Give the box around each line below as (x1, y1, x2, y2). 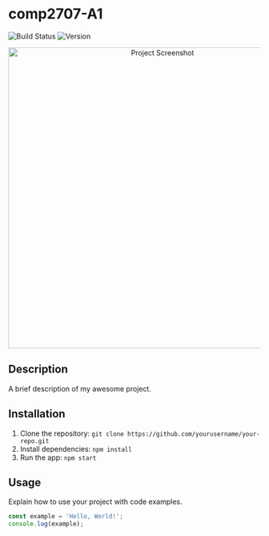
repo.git (19, 437, 50, 445)
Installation (8, 407, 66, 421)
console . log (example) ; (8, 520, 84, 528)
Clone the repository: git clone (19, 428, 124, 438)
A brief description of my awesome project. (8, 384, 152, 393)
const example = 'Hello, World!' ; (8, 513, 124, 521)
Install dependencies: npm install (19, 444, 132, 453)
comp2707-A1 (8, 5, 103, 23)
